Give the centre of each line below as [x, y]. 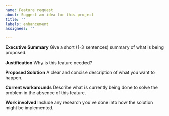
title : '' [16, 19]
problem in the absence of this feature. [46, 93]
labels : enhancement [27, 24]
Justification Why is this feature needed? [49, 63]
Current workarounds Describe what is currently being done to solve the [82, 88]
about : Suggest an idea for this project [50, 15]
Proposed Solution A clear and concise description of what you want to [80, 72]
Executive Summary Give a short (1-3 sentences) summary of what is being [85, 47]
